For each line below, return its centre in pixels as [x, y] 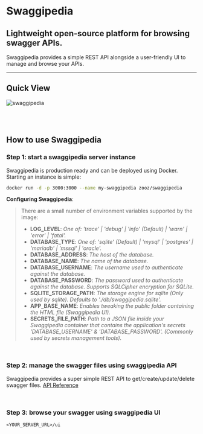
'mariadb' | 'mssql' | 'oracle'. [66, 248]
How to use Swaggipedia [54, 140]
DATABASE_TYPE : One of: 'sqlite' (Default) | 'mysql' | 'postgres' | [112, 242]
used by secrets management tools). [76, 338]
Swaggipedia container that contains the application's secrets [108, 325]
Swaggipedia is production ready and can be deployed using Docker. [92, 170]
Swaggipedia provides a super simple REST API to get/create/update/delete [101, 378]
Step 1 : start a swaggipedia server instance [71, 157]
